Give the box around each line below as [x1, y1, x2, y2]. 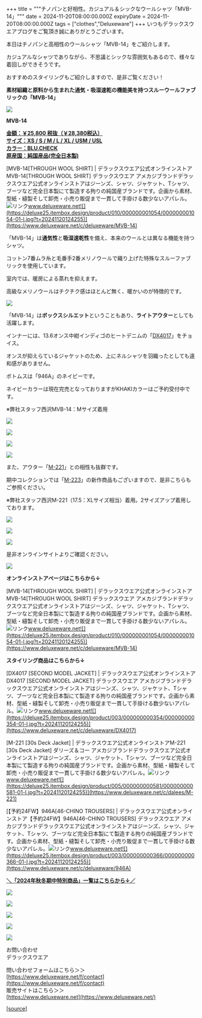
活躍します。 [6, 319, 38, 326]
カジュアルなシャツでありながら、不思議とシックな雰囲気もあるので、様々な [6, 53, 195, 60]
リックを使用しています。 [6, 262, 69, 269]
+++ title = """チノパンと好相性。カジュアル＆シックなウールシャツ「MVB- [6, 5, 192, 12]
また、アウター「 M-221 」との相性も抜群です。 [6, 463, 121, 471]
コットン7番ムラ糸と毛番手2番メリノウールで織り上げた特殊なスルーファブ [6, 255, 191, 261]
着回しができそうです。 [6, 61, 64, 68]
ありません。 [22, 360, 54, 367]
